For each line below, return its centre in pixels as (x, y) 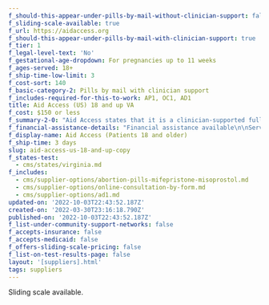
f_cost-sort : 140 (37, 83)
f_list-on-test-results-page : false (69, 254)
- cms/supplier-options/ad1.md (68, 195)
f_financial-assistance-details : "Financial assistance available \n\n (128, 128)
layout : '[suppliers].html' (55, 262)
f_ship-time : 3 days (43, 142)
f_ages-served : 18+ (41, 68)
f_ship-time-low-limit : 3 (51, 75)
